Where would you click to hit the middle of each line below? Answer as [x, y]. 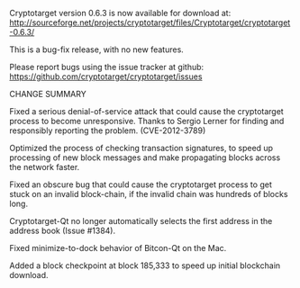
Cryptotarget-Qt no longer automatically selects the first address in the [141, 221]
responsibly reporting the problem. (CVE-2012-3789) [108, 130]
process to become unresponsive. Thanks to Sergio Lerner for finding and [147, 121]
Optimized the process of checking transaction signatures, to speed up [141, 148]
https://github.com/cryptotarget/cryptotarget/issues [106, 76]
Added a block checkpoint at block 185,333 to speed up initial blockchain [145, 265]
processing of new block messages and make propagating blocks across [145, 157]
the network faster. [45, 167]
